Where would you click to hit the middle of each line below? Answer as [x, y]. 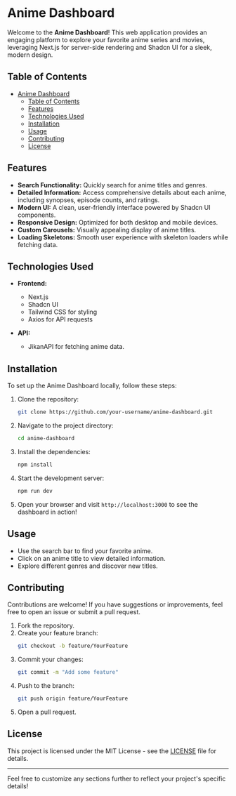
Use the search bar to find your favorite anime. [85, 551]
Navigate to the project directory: [65, 425]
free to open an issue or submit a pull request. [74, 612]
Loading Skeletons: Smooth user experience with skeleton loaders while [123, 237]
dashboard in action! [47, 512]
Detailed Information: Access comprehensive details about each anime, [122, 192]
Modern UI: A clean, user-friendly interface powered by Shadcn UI [114, 207]
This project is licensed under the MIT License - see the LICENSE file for [112, 751]
